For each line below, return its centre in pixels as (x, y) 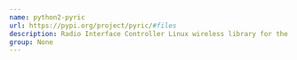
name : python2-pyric (48, 17)
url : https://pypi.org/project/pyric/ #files (93, 26)
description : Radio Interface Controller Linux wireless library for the (149, 34)
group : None (31, 42)
